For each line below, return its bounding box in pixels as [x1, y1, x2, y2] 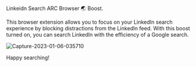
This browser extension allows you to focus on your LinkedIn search [6, 18, 173, 25]
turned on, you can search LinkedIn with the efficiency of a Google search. [6, 31, 189, 38]
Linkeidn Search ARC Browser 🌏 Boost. [6, 5, 104, 12]
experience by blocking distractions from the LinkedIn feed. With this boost [6, 25, 190, 31]
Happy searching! [6, 54, 50, 61]
